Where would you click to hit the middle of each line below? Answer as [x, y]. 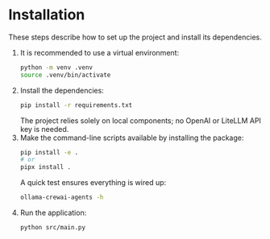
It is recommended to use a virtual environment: [100, 52]
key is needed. [44, 129]
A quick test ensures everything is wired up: [93, 183]
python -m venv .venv [56, 67]
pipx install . [46, 167]
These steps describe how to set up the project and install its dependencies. [135, 37]
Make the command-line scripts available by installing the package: [132, 138]
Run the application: [53, 213]
